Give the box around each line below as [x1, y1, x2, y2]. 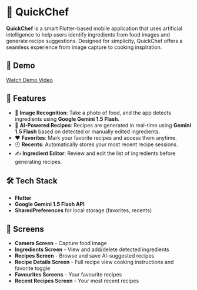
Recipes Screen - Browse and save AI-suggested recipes [14, 252, 155, 259]
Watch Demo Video [6, 76, 53, 83]
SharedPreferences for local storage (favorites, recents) [14, 207, 152, 214]
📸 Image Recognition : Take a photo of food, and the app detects [14, 109, 172, 116]
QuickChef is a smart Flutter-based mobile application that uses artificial [6, 25, 183, 32]
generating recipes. [14, 158, 62, 165]
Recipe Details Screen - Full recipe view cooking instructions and [14, 259, 174, 266]
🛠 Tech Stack [6, 176, 58, 186]
